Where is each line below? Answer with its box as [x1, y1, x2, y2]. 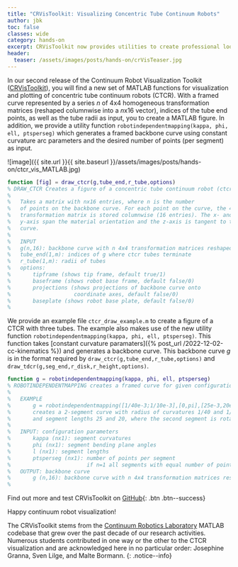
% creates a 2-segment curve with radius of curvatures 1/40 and [7, 408, 223, 415]
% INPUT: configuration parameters [7, 428, 119, 436]
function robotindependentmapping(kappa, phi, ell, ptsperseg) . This [7, 332, 211, 340]
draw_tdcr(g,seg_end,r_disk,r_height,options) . [7, 362, 149, 371]
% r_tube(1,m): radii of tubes [7, 258, 106, 265]
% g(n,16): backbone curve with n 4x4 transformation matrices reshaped [7, 245, 233, 252]
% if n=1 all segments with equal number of [7, 461, 214, 468]
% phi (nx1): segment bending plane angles [7, 442, 157, 449]
